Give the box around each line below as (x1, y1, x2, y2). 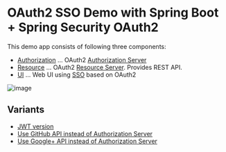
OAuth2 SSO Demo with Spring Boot (7, 5, 219, 21)
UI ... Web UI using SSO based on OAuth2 (17, 70, 137, 79)
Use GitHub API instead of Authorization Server (17, 129, 153, 137)
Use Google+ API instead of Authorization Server (17, 137, 158, 145)
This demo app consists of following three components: (7, 42, 166, 50)
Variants (7, 104, 45, 115)
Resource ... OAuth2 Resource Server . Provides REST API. (17, 63, 182, 71)
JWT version (17, 122, 54, 131)
